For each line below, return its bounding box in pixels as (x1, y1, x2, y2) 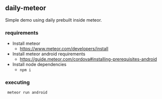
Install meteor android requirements (12, 51, 86, 57)
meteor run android (7, 90, 48, 95)
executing (5, 79, 30, 86)
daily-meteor (5, 4, 46, 12)
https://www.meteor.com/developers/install (19, 46, 108, 52)
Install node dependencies (12, 62, 67, 67)
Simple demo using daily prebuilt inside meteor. (5, 17, 103, 23)
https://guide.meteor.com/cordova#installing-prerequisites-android (19, 56, 157, 62)
